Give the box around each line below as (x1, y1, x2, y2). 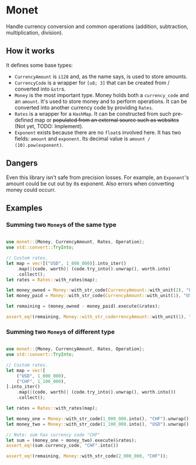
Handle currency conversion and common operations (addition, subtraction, (6, 23, 188, 30)
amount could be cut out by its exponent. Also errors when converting (6, 180, 174, 187)
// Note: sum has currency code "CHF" (6, 432, 100, 438)
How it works (6, 46, 55, 56)
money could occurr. (6, 186, 56, 193)
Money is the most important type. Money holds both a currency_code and (14, 91, 189, 98)
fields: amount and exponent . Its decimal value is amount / (14, 135, 150, 142)
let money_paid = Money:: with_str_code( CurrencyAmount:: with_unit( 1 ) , (6, 293, 181, 299)
